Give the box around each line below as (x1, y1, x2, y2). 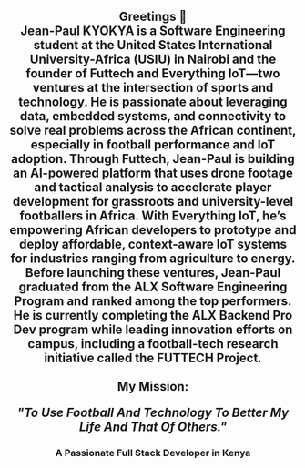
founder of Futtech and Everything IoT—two (25, 66, 280, 82)
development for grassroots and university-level (12, 194, 294, 209)
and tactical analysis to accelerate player (34, 179, 272, 196)
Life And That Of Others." (78, 420, 228, 435)
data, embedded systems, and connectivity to (19, 108, 287, 124)
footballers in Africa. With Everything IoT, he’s (19, 209, 287, 224)
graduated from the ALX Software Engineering (18, 280, 288, 295)
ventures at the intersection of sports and (32, 80, 274, 96)
